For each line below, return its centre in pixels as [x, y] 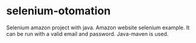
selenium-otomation [58, 11]
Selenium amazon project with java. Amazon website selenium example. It [98, 27]
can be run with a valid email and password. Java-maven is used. [87, 33]
